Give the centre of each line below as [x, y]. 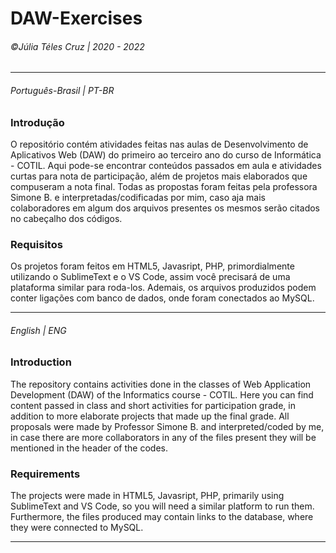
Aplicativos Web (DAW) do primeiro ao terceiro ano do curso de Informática [166, 154]
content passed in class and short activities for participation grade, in [153, 405]
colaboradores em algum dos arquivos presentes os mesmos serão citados [165, 208]
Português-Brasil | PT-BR [62, 90]
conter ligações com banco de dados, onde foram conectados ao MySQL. [162, 298]
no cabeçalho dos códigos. [66, 218]
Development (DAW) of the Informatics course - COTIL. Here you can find [162, 394]
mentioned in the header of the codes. [89, 448]
